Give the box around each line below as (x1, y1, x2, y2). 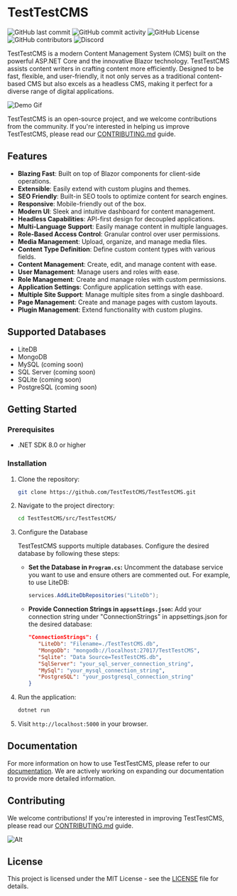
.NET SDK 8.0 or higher (17, 441, 87, 449)
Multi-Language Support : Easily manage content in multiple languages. (17, 222, 228, 231)
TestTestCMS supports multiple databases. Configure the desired (17, 542, 209, 550)
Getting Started (7, 403, 77, 415)
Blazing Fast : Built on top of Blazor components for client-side (17, 169, 201, 178)
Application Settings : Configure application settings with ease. (17, 283, 203, 291)
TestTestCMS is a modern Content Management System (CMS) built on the (7, 49, 227, 58)
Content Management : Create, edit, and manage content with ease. (17, 260, 217, 268)
